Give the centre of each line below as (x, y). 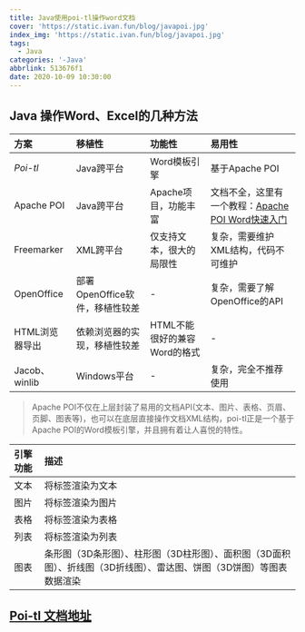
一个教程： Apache (250, 205)
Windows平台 (105, 376)
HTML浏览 (36, 331)
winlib (26, 382)
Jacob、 (32, 370)
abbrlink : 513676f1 (46, 69)
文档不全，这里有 (247, 192)
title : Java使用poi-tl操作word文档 (73, 18)
